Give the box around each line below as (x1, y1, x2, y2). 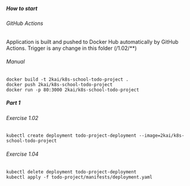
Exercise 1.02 (6, 114, 39, 121)
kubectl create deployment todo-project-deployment (6, 133, 137, 139)
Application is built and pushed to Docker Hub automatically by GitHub (6, 38, 179, 45)
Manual (6, 58, 25, 65)
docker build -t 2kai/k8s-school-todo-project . (6, 76, 129, 83)
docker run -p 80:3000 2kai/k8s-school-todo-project (6, 87, 140, 93)
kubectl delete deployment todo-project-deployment (6, 169, 137, 175)
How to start (6, 5, 37, 12)
